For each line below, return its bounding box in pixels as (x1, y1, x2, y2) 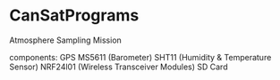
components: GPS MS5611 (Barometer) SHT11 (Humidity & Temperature (9, 52, 272, 62)
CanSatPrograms (9, 5, 140, 26)
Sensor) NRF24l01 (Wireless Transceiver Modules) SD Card (9, 61, 228, 72)
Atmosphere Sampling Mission (9, 35, 123, 45)
